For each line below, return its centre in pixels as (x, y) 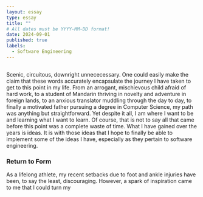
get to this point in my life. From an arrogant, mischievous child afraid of (96, 88)
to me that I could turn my (39, 188)
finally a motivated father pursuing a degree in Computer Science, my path (100, 107)
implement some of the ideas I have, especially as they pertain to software (99, 139)
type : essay (21, 18)
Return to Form (29, 162)
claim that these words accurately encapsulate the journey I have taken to (99, 81)
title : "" (19, 23)
